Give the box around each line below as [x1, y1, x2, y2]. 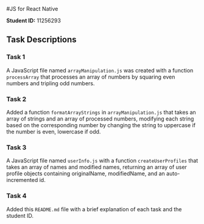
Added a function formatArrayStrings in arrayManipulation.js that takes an [6, 108, 196, 116]
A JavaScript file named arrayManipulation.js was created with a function [6, 66, 194, 74]
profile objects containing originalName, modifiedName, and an [6, 170, 166, 177]
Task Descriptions [6, 35, 77, 45]
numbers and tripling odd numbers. [6, 79, 96, 87]
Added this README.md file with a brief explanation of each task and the [6, 205, 182, 212]
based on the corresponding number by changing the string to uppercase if [6, 121, 196, 128]
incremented [6, 177, 38, 184]
